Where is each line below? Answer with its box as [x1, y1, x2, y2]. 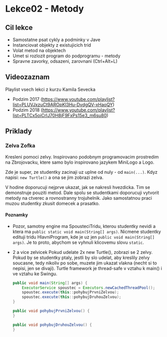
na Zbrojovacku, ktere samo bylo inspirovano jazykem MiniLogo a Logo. [5, 159, 155, 165]
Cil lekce [5, 23, 33, 32]
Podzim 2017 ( [12, 96, 42, 102]
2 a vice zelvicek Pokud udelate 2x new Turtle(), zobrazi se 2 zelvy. [12, 249, 153, 255]
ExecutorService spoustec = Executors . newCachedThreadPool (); [22, 285, 155, 290]
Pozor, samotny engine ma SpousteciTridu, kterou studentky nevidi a [12, 223, 156, 229]
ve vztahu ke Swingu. [12, 271, 58, 277]
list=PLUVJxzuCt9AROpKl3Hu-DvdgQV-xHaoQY [12, 101, 113, 107]
